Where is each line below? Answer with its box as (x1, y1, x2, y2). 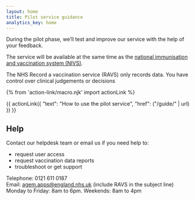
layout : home (6, 8, 38, 15)
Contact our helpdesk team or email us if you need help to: (6, 139, 149, 146)
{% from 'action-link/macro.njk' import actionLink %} (6, 89, 135, 96)
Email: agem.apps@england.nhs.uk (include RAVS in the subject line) (6, 181, 174, 188)
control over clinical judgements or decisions (6, 77, 115, 84)
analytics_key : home (6, 19, 57, 25)
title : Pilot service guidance (6, 14, 83, 20)
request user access (14, 151, 65, 158)
